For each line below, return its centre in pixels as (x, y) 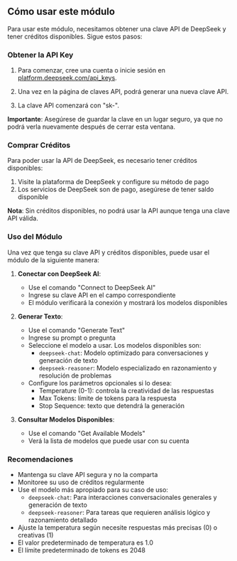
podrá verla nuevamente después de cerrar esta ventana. (92, 127)
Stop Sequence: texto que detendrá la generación (112, 405)
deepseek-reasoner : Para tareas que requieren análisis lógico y (119, 512)
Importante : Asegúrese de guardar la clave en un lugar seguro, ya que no (115, 119)
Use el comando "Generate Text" (77, 330)
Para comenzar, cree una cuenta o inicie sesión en (91, 70)
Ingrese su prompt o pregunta (72, 338)
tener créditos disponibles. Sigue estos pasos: (75, 36)
